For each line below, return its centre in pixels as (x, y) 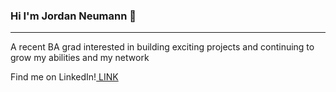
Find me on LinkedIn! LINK (64, 77)
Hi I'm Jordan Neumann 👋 (73, 16)
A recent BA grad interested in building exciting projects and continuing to (162, 47)
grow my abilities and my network (80, 58)
